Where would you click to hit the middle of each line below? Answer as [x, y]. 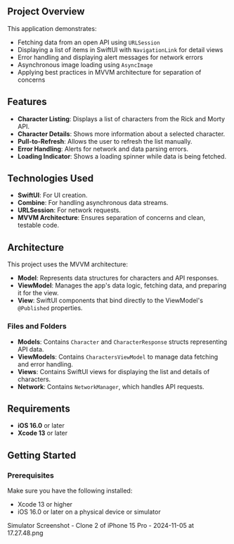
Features [27, 102]
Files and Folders [37, 326]
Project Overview [46, 12]
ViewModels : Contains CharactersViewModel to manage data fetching [118, 357]
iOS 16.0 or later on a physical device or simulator [89, 512]
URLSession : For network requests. [69, 210]
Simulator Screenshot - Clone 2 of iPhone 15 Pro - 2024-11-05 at [101, 526]
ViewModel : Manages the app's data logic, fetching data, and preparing [122, 285]
